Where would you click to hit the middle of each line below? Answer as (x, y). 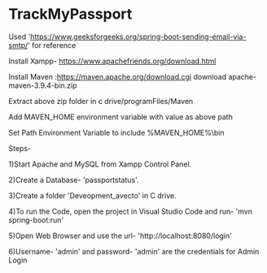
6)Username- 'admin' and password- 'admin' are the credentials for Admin (134, 251)
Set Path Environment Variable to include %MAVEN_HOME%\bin (116, 132)
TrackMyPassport (70, 14)
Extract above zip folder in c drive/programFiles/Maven (101, 101)
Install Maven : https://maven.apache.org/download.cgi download (117, 76)
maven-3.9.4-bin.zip (43, 85)
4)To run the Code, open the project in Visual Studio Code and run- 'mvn (131, 211)
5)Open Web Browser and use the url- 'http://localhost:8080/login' (120, 236)
